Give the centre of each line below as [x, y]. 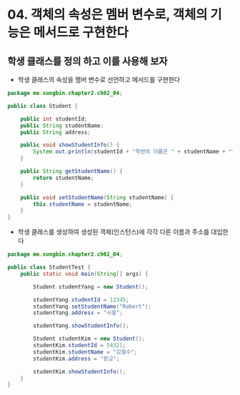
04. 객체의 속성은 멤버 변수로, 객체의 [107, 15]
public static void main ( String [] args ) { [84, 274]
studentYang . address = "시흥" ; [78, 313]
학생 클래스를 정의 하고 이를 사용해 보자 [87, 61]
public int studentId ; [54, 119]
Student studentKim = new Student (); [89, 339]
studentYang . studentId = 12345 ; [81, 300]
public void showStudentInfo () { [70, 145]
